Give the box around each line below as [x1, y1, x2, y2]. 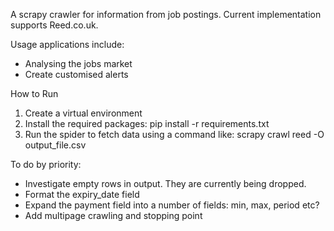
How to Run [10, 88, 59, 99]
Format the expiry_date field [24, 189, 140, 200]
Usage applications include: [10, 39, 125, 50]
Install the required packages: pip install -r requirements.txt [24, 118, 270, 129]
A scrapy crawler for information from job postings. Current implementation [10, 9, 322, 20]
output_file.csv [24, 139, 87, 151]
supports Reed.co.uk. [10, 19, 99, 31]
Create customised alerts [24, 69, 129, 80]
